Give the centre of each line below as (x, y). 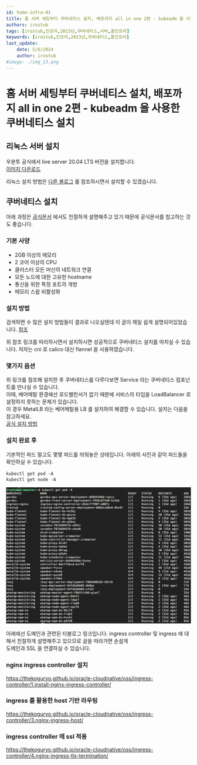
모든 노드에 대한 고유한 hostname (53, 277)
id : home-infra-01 (28, 12)
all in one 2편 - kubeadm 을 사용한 (99, 108)
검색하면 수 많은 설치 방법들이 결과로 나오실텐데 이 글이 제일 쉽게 (80, 322)
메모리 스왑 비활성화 (37, 291)
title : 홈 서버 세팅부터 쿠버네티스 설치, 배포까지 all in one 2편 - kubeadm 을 (95, 18)
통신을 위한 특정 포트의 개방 (46, 284)
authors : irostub (27, 25)
